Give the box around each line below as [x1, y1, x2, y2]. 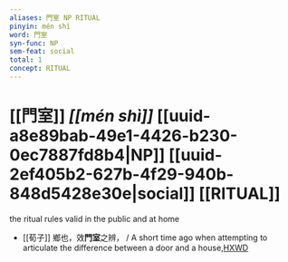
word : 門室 [9, 30, 48, 39]
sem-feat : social [9, 47, 75, 56]
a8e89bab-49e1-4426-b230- [9, 126, 238, 146]
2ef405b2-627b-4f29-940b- [9, 164, 234, 185]
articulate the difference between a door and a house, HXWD [22, 242, 249, 253]
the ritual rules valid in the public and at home [9, 213, 180, 224]
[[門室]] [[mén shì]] [9, 106, 154, 127]
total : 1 [9, 55, 43, 64]
